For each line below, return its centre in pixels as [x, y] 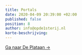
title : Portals [21, 10]
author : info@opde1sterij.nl [35, 28]
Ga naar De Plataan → [28, 47]
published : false [23, 19]
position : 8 [17, 24]
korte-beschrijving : [27, 33]
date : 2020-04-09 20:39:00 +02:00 [41, 14]
